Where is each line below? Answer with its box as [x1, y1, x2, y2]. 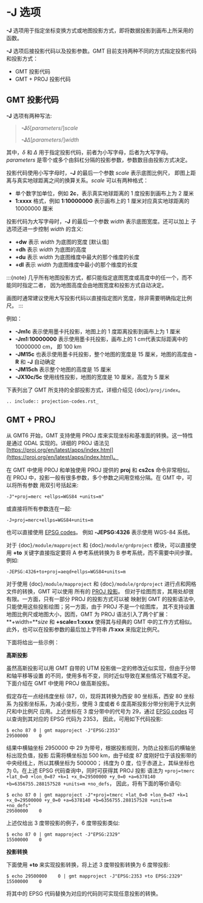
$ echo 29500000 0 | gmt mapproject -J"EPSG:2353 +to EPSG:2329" [6, 873, 183, 879]
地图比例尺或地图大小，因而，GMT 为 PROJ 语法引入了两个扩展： [6, 610, 170, 618]
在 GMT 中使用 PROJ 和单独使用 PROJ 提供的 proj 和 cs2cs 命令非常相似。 [6, 466, 193, 474]
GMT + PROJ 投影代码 [15, 75, 71, 83]
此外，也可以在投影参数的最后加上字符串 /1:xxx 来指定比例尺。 [6, 625, 163, 633]
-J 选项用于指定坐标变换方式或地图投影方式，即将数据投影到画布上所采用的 [6, 27, 194, 34]
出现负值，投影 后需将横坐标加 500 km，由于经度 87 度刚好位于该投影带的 [11, 751, 197, 759]
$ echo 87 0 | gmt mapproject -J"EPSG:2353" [6, 727, 121, 734]
